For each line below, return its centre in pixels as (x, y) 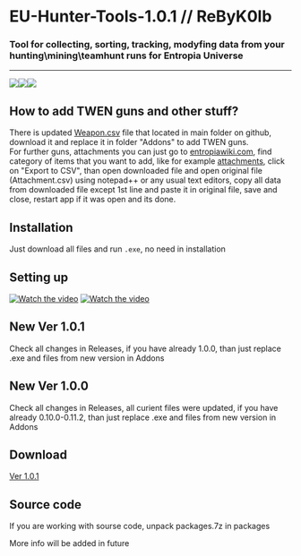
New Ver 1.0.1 (47, 327)
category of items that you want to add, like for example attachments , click (147, 161)
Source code (46, 505)
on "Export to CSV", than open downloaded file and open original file (136, 171)
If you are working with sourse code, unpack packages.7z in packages (140, 526)
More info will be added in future (69, 543)
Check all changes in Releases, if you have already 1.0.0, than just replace (146, 348)
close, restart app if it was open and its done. (93, 200)
